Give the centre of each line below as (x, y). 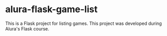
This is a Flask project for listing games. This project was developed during (84, 23)
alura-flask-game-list (52, 9)
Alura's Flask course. (27, 28)
